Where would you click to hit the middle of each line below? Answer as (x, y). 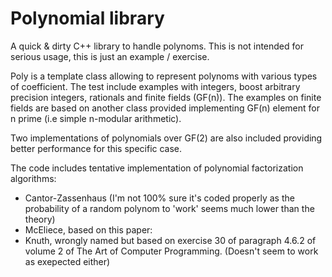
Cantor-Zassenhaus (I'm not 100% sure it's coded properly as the (159, 198)
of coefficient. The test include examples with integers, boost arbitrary (155, 86)
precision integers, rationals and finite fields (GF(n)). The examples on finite (166, 97)
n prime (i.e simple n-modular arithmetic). (96, 118)
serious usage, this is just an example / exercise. (110, 56)
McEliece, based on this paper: (88, 229)
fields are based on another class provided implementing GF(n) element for (165, 108)
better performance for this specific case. (96, 148)
